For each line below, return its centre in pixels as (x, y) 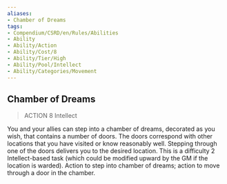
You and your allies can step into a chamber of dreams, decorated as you (111, 129)
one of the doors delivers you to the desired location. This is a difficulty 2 (111, 151)
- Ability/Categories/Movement (52, 71)
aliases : (20, 13)
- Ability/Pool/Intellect (44, 65)
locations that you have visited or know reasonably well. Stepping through (112, 144)
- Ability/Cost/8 (32, 52)
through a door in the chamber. (51, 173)
